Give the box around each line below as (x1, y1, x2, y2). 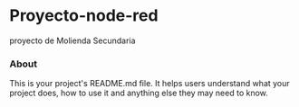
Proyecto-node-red (9, 5, 159, 26)
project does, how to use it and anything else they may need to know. (9, 87, 269, 99)
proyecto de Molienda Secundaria (9, 35, 136, 46)
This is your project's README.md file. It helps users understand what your (9, 78, 290, 89)
